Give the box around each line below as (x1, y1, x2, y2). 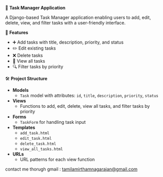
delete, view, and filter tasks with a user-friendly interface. (5, 20, 126, 26)
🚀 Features (5, 30, 29, 35)
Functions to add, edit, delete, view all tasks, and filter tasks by (20, 103, 150, 109)
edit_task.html (20, 136, 52, 141)
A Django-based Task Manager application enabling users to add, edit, (5, 15, 151, 20)
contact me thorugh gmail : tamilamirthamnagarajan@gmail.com (5, 166, 138, 172)
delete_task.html (20, 141, 57, 146)
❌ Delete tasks (12, 53, 43, 58)
